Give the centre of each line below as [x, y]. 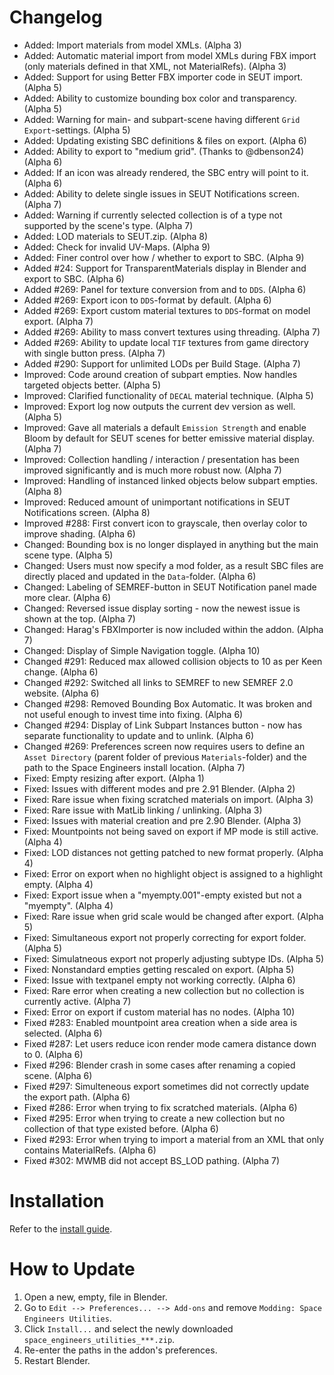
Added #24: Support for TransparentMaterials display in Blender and [165, 268]
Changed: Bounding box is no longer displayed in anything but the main [171, 544]
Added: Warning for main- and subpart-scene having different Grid [162, 119]
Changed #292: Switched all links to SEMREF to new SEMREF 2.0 [158, 682]
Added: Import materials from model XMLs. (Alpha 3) [132, 45]
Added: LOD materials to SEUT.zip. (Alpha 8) [116, 236]
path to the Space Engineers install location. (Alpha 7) [134, 767]
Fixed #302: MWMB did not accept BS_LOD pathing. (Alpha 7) [152, 1160]
